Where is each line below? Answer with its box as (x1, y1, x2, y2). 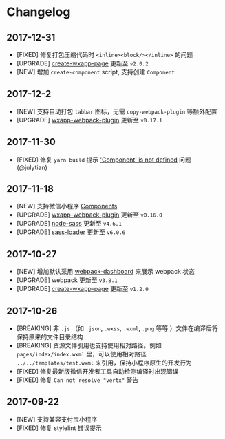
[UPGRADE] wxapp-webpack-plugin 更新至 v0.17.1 (16, 116, 162, 124)
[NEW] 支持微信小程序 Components (16, 202, 118, 211)
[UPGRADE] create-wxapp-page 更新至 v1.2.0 (16, 285, 149, 293)
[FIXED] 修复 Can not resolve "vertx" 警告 (16, 376, 139, 384)
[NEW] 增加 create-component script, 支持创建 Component (16, 68, 175, 76)
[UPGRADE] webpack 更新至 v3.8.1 (16, 276, 118, 284)
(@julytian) (16, 163, 47, 171)
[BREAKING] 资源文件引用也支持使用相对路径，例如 (16, 341, 162, 350)
